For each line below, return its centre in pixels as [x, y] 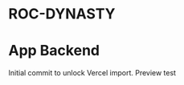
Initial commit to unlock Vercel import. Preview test [92, 73]
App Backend [54, 51]
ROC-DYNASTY [62, 14]
